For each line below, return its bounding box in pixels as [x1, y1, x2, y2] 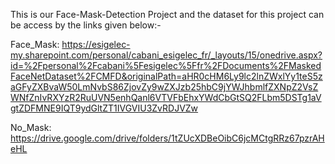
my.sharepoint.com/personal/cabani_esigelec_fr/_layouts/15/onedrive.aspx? [10, 49, 323, 61]
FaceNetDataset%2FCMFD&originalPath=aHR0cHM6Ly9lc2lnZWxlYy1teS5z [10, 70, 323, 82]
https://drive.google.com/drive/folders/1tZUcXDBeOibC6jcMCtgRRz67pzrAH [10, 132, 325, 144]
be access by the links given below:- [10, 19, 162, 31]
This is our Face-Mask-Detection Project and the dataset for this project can [10, 9, 325, 20]
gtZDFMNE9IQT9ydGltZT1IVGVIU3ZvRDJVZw [10, 102, 199, 114]
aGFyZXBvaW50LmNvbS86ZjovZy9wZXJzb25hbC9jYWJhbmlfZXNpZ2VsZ [10, 81, 319, 93]
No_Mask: [10, 122, 52, 133]
